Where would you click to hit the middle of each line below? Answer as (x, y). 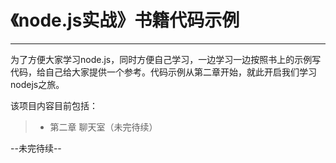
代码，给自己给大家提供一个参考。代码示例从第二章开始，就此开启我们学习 (163, 72)
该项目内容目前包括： (54, 105)
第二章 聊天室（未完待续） (103, 127)
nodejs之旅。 (37, 84)
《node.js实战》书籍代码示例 (125, 20)
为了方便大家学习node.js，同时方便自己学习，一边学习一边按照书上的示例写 (166, 59)
